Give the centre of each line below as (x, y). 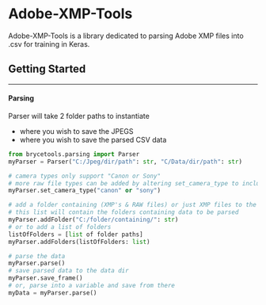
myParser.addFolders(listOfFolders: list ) (79, 242)
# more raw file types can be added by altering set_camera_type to (123, 183)
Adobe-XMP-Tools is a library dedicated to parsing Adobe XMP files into (126, 36)
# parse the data (37, 256)
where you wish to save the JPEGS (76, 131)
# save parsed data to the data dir (68, 271)
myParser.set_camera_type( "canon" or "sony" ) (84, 191)
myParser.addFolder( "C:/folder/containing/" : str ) (93, 220)
